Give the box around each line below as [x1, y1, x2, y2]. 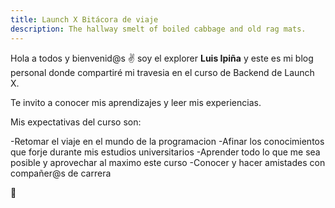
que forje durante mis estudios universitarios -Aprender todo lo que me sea [10, 146, 321, 158]
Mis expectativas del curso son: [10, 116, 142, 128]
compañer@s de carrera [10, 167, 112, 179]
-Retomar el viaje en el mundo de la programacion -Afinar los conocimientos [10, 135, 325, 147]
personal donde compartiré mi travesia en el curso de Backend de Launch [10, 66, 315, 78]
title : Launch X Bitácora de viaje [10, 14, 159, 25]
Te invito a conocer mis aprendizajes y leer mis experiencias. [10, 96, 262, 108]
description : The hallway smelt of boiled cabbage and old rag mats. [10, 24, 307, 34]
